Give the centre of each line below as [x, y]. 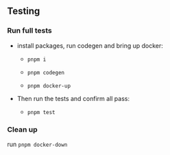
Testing [24, 11]
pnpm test [41, 112]
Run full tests [30, 31]
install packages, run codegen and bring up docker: [90, 45]
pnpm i [37, 59]
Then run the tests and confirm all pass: [73, 98]
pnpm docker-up [49, 86]
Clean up [22, 129]
